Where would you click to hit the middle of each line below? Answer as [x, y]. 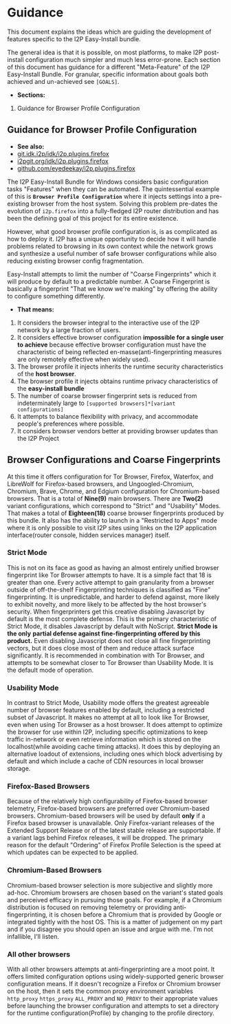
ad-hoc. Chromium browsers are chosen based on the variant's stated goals [115, 893]
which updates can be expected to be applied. [73, 852]
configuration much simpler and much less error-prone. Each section [123, 59]
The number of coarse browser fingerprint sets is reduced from [107, 395]
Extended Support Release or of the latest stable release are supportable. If [114, 831]
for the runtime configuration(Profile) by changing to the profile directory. [111, 1013]
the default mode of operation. [51, 670]
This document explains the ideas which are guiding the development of [109, 32]
